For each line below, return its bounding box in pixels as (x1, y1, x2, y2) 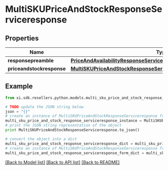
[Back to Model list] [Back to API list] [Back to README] (5, 160, 120, 166)
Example (5, 82, 33, 91)
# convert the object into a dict (5, 136, 77, 142)
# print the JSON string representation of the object (5, 123, 122, 128)
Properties (5, 34, 39, 42)
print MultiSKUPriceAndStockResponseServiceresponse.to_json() (5, 128, 140, 133)
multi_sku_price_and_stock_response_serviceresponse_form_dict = (5, 151, 144, 156)
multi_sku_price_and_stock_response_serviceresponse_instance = (5, 118, 142, 123)
